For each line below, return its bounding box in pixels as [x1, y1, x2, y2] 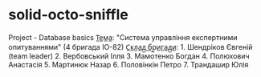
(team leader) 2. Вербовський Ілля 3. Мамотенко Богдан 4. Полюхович [8, 51, 251, 61]
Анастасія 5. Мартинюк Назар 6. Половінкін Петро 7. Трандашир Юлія [8, 59, 249, 69]
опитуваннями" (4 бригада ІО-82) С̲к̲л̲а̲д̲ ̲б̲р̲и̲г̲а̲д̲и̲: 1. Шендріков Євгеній [8, 42, 253, 51]
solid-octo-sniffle [8, 6, 128, 24]
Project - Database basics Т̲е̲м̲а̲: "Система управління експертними [8, 32, 238, 42]
